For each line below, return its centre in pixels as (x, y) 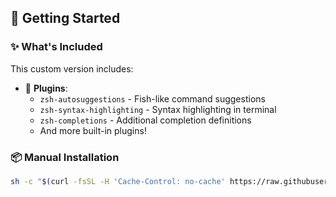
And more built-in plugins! (93, 130)
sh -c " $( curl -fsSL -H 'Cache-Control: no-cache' (118, 181)
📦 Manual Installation (65, 157)
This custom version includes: (72, 68)
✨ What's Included (56, 47)
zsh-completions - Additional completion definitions (145, 120)
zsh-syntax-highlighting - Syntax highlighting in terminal (158, 109)
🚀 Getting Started (65, 18)
